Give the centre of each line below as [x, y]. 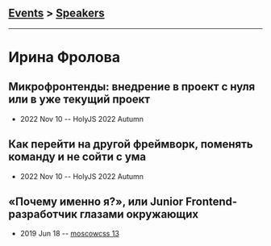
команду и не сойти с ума [77, 157]
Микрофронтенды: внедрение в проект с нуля [132, 87]
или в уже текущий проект [79, 100]
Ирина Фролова [65, 57]
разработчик [43, 214]
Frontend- [211, 202]
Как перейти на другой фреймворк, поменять [131, 144]
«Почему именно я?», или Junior [96, 202]
